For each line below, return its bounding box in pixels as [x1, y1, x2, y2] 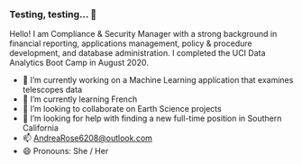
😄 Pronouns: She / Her [22, 146, 109, 157]
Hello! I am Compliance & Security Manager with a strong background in [9, 29, 278, 40]
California [22, 123, 59, 133]
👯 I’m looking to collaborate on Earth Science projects [22, 104, 223, 114]
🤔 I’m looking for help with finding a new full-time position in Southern [22, 113, 282, 124]
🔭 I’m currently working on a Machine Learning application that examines [22, 75, 294, 86]
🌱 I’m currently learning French [22, 94, 138, 105]
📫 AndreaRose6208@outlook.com [22, 132, 153, 143]
